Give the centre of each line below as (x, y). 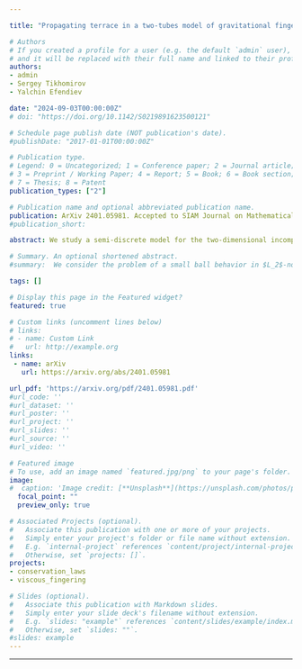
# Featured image (42, 463)
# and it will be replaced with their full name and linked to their (142, 59)
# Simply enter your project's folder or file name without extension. (151, 538)
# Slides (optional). (50, 596)
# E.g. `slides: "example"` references (88, 621)
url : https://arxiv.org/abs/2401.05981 (96, 372)
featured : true (38, 306)
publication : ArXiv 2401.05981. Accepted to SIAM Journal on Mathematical (152, 216)
